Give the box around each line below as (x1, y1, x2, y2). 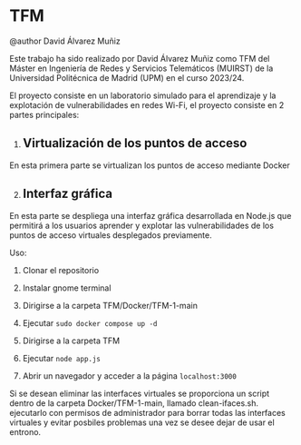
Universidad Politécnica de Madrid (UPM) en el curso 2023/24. (9, 72, 245, 83)
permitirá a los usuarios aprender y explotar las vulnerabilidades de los (9, 220, 275, 231)
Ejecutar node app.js (22, 352, 102, 363)
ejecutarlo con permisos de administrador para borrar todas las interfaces (9, 407, 286, 418)
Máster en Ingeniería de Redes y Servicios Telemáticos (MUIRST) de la (9, 63, 274, 74)
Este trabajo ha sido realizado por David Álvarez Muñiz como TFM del (9, 53, 270, 64)
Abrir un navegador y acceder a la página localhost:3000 (22, 370, 238, 381)
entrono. (9, 426, 42, 437)
